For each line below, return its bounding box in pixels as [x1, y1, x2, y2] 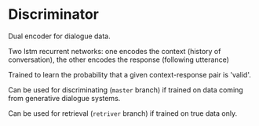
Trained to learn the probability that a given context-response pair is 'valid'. [8, 70, 251, 79]
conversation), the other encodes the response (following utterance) [8, 55, 230, 64]
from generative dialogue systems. [8, 93, 121, 103]
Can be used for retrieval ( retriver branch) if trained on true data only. [8, 108, 238, 118]
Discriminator [8, 5, 100, 23]
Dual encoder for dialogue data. [8, 31, 111, 41]
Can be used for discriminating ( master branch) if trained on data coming [8, 85, 243, 95]
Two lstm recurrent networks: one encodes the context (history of [8, 46, 221, 56]
